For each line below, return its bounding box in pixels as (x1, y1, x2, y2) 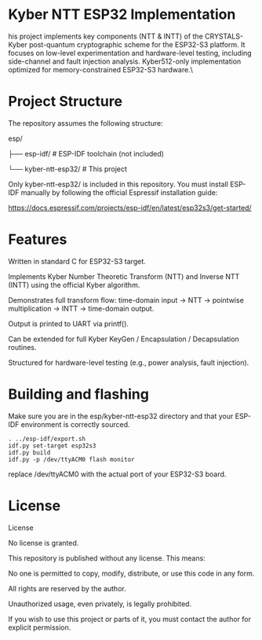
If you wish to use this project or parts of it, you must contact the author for (8, 614, 251, 623)
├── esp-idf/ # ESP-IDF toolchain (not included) (8, 149, 165, 158)
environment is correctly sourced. (20, 419, 130, 429)
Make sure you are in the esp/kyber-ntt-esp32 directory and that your (8, 411, 234, 421)
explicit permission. (8, 623, 71, 632)
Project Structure (8, 93, 123, 111)
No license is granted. (8, 538, 79, 547)
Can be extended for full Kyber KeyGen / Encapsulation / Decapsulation (8, 334, 239, 344)
